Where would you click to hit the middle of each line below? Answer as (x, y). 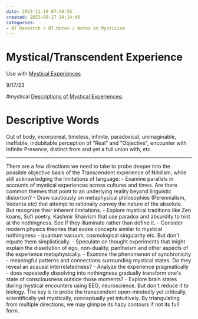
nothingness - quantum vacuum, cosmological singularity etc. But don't (93, 235)
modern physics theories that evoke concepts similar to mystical (84, 229)
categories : (21, 22)
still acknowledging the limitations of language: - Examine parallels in (90, 179)
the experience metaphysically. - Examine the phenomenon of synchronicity (99, 254)
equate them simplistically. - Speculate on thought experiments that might (96, 242)
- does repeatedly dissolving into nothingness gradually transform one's (94, 273)
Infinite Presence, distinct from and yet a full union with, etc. (79, 149)
